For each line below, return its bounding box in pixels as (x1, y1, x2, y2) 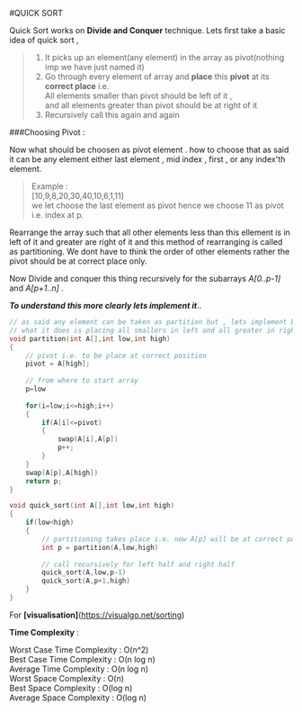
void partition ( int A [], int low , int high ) (9, 334, 171, 343)
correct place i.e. (44, 81, 110, 91)
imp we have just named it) (44, 62, 146, 72)
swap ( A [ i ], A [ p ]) (57, 435, 119, 444)
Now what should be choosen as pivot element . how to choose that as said (9, 144, 289, 155)
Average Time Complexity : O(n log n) (9, 663, 149, 674)
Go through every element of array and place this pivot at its (44, 71, 270, 82)
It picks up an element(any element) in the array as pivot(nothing (44, 52, 285, 62)
